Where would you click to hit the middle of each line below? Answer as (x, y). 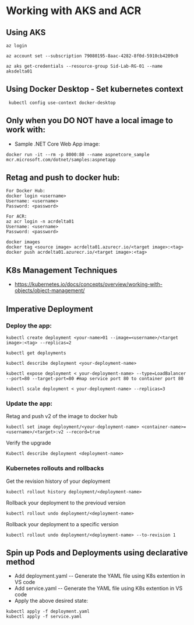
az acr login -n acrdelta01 (40, 222)
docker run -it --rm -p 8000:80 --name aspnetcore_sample (78, 154)
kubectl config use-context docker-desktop (62, 103)
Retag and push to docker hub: (63, 177)
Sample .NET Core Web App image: (57, 144)
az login (17, 46)
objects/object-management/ (50, 291)
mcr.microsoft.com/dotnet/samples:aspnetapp (61, 160)
